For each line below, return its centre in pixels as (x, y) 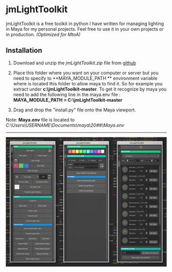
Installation (24, 50)
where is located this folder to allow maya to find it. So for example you (88, 83)
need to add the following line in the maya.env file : (67, 94)
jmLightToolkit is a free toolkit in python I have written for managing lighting (85, 24)
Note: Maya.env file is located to (40, 120)
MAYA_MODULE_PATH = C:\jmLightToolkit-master (68, 100)
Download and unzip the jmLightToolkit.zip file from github (75, 63)
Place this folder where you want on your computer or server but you (86, 73)
